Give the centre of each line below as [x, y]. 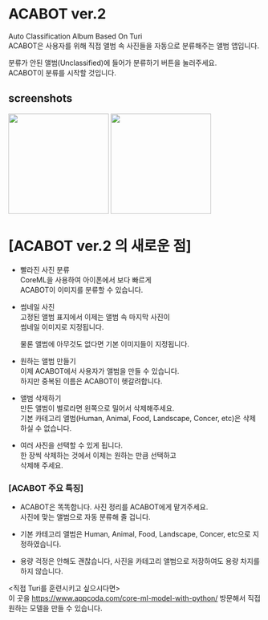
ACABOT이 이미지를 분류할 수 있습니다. [81, 290]
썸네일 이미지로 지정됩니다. [62, 326]
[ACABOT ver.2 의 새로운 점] [100, 246]
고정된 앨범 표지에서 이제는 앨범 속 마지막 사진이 [95, 317]
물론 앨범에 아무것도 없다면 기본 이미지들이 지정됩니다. [105, 344]
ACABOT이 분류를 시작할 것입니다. [62, 72]
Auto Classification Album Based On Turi [75, 36]
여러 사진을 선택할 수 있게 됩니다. [71, 445]
